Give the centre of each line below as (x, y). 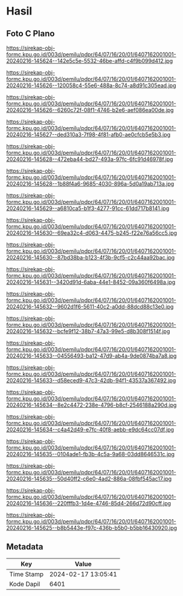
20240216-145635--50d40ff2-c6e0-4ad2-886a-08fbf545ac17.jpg (89, 479)
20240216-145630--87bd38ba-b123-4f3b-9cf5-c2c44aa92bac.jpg (91, 257)
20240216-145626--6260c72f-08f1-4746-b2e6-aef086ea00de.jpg (90, 110)
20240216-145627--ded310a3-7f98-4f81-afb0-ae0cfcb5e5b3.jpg (88, 135)
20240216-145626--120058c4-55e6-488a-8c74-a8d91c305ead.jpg (91, 85)
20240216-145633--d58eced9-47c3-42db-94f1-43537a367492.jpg (91, 380)
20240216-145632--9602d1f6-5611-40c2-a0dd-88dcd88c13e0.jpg (90, 306)
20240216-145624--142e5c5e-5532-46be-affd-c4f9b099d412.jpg (90, 61)
